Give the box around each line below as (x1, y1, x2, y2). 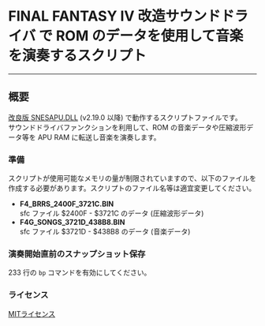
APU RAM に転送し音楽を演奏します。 (37, 132, 161, 142)
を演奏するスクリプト (8, 47, 147, 65)
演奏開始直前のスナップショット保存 (8, 248, 146, 259)
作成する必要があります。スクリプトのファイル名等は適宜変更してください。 (8, 183, 256, 193)
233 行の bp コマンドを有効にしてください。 (8, 268, 151, 277)
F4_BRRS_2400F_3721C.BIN (19, 199, 114, 209)
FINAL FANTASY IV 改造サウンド (8, 7, 221, 25)
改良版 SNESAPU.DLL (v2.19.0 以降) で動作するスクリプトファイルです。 (8, 112, 242, 122)
